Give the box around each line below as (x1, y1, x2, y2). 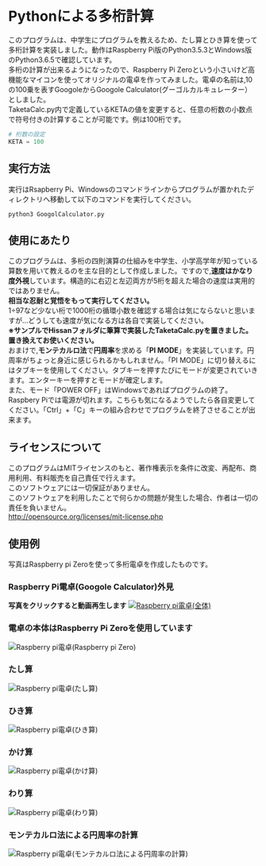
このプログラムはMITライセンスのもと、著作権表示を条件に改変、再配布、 (8, 463, 250, 473)
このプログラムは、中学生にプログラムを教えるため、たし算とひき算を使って (8, 35, 258, 44)
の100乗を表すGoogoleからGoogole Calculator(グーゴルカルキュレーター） (8, 84, 253, 94)
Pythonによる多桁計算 (8, 7, 154, 25)
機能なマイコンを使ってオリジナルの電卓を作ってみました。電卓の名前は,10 (8, 75, 253, 84)
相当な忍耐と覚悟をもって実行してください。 (8, 296, 154, 306)
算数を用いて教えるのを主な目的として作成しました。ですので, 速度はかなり (8, 266, 253, 276)
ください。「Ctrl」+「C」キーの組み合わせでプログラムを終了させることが (8, 405, 249, 415)
